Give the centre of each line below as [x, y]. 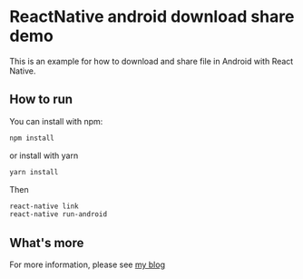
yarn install [34, 172]
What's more [47, 243]
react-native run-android [58, 214]
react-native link [44, 206]
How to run [41, 100]
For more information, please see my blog [88, 264]
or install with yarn [44, 155]
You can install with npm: [56, 121]
